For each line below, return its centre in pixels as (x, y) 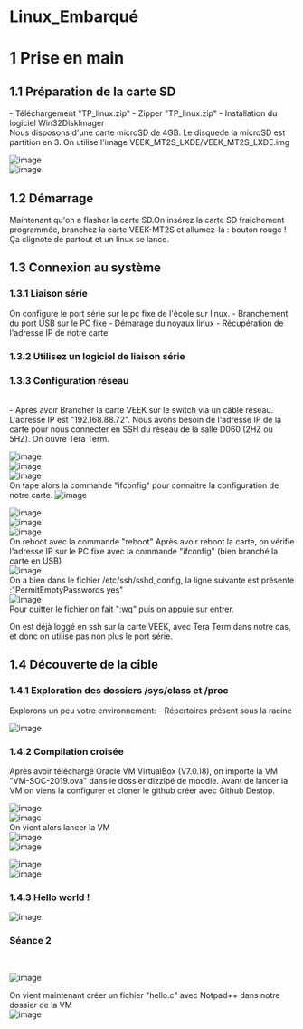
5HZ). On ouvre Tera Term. (60, 438)
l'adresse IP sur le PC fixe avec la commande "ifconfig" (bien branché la (144, 551)
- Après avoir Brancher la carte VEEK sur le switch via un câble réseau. (142, 409)
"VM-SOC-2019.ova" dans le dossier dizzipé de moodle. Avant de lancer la (149, 780)
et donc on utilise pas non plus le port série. (91, 636)
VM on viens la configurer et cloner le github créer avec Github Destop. (142, 790)
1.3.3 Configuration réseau (69, 380)
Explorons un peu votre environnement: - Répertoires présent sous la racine (151, 710)
